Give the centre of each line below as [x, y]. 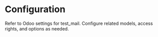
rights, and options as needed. [37, 28]
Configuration [35, 9]
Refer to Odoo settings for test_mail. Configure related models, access [79, 23]
